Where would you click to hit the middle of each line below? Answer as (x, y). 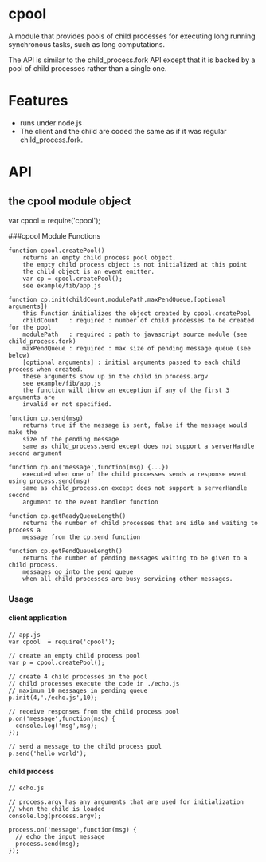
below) (19, 355)
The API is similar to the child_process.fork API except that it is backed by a (132, 60)
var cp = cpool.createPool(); (73, 279)
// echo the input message (60, 837)
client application (38, 618)
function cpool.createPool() (57, 251)
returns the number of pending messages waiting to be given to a (135, 558)
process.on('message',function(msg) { (72, 830)
